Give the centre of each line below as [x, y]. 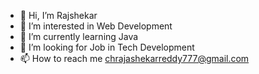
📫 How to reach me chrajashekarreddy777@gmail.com [134, 58]
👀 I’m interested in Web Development [96, 26]
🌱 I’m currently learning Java [79, 36]
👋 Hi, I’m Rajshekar [58, 15]
